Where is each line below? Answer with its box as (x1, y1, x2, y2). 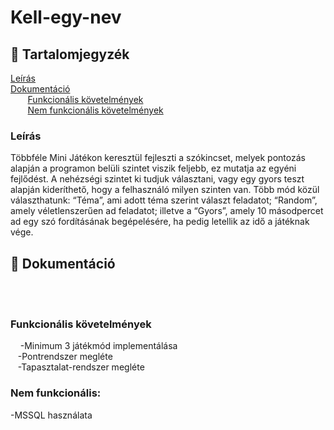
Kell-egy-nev (10, 6, 122, 29)
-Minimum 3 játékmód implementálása (19, 340, 178, 352)
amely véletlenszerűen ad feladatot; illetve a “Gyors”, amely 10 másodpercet (10, 205, 324, 217)
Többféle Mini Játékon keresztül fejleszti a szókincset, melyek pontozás (10, 152, 306, 164)
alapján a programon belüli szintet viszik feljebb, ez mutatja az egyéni (10, 162, 297, 175)
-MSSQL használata (10, 409, 93, 421)
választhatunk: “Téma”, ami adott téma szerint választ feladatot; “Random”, (10, 194, 318, 206)
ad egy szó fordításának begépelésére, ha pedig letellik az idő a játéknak (10, 216, 310, 228)
